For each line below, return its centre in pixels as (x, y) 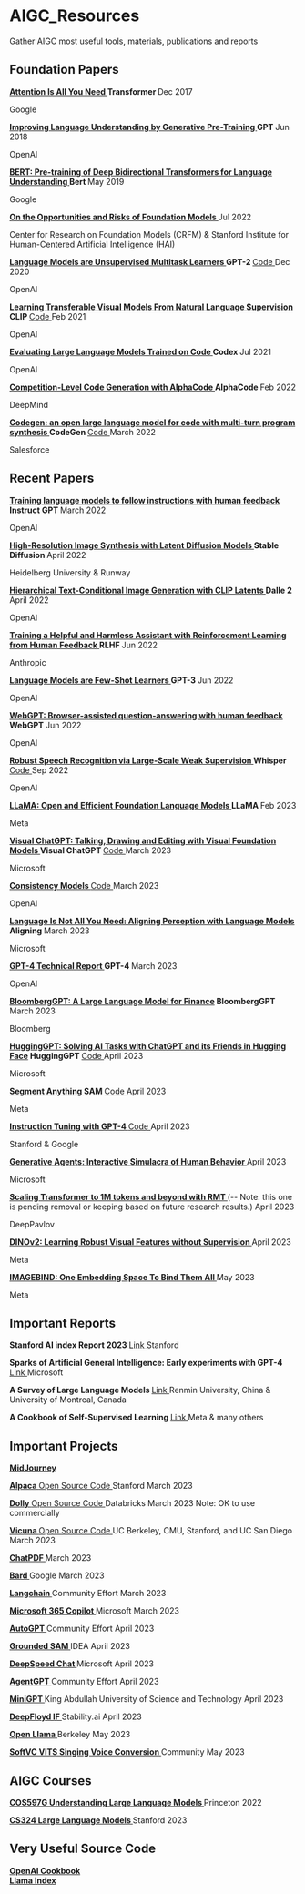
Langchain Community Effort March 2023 (88, 1594)
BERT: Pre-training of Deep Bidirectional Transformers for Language (141, 172)
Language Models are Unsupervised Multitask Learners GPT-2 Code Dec (150, 261)
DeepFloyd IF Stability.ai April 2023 (76, 1716)
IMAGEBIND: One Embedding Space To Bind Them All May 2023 (132, 1277)
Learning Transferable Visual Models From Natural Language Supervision (152, 307)
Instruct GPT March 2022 (58, 510)
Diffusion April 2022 (48, 555)
